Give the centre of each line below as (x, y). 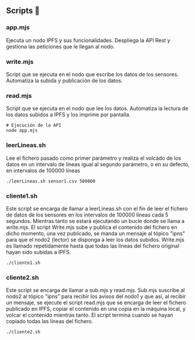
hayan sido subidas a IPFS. (39, 252)
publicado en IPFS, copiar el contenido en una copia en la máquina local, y (96, 309)
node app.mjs (22, 130)
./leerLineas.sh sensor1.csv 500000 (51, 181)
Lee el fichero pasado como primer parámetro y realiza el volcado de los (94, 158)
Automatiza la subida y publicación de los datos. (64, 80)
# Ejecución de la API (34, 126)
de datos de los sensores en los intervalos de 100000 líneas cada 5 (87, 215)
